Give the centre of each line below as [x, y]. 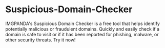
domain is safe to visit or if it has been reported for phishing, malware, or [82, 34]
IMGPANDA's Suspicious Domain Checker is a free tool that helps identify [83, 23]
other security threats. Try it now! [40, 40]
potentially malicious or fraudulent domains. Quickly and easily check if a [82, 29]
